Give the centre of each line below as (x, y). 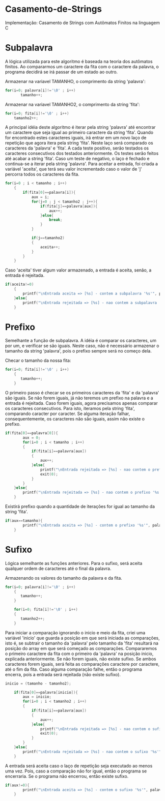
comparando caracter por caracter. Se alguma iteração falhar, (68, 414)
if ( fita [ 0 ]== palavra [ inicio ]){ (46, 692)
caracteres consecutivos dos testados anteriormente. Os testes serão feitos (82, 153)
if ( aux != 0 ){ (17, 785)
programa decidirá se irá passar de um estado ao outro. (61, 72)
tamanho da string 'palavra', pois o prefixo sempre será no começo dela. (79, 351)
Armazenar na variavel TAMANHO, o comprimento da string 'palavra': (75, 81)
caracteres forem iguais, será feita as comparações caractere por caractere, (82, 664)
